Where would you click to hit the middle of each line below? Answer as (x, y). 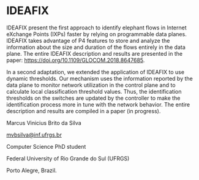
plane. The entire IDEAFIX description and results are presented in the (94, 53)
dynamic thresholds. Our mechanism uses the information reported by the (99, 78)
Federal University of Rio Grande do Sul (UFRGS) (68, 158)
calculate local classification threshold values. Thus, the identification (94, 91)
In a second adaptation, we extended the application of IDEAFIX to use (96, 72)
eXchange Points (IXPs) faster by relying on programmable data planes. (96, 34)
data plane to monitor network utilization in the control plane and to (91, 85)
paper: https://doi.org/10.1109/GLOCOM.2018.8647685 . (76, 60)
